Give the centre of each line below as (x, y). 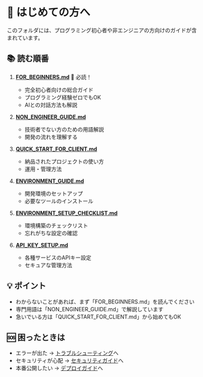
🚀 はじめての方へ (49, 12)
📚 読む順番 (28, 59)
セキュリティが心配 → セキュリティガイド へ (70, 361)
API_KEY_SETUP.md (42, 245)
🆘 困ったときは (36, 337)
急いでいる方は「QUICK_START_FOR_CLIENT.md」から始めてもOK (98, 317)
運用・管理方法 (43, 169)
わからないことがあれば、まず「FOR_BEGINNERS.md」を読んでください (105, 302)
